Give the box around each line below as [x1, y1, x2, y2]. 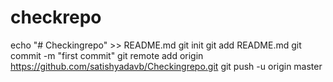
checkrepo [10, 6, 102, 29]
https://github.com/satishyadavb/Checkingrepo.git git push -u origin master [10, 60, 323, 72]
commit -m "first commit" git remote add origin [10, 49, 204, 61]
